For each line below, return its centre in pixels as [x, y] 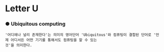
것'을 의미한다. [19, 45]
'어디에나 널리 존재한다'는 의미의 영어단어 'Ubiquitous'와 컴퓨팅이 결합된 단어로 [78, 35]
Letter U [22, 9]
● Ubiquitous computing [35, 24]
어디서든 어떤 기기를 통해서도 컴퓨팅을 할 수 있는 [54, 40]
